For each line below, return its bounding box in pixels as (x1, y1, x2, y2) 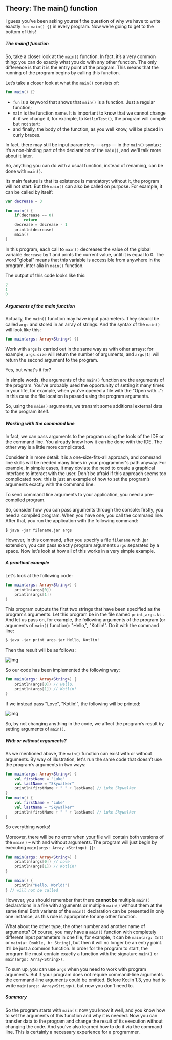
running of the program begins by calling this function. (5, 69, 120, 76)
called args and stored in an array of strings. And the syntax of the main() (5, 321, 160, 328)
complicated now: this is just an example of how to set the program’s (5, 476, 150, 482)
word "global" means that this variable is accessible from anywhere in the (5, 257, 161, 263)
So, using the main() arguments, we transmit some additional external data (5, 403, 163, 409)
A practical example (5, 559, 50, 565)
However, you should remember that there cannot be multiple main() (5, 897, 150, 903)
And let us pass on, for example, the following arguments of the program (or (5, 617, 166, 623)
